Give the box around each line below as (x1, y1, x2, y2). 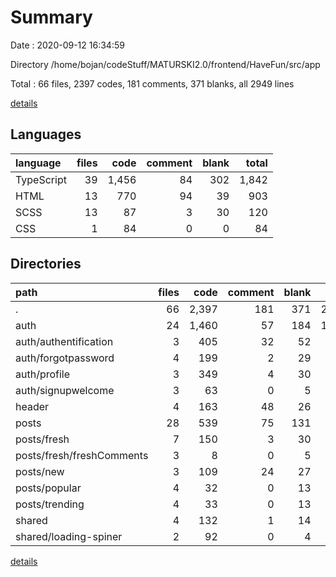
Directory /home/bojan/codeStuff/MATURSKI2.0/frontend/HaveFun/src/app (10, 58, 321, 70)
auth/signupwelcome (15, 383, 115, 397)
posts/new (15, 464, 65, 478)
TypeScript (15, 172, 67, 186)
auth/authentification (15, 334, 114, 348)
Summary (10, 6, 93, 29)
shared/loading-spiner (15, 529, 123, 543)
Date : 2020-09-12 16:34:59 (10, 39, 125, 51)
